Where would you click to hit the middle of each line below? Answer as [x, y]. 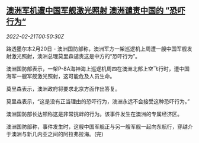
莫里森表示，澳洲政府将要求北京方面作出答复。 [63, 88]
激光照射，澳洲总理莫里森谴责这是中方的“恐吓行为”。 [76, 56]
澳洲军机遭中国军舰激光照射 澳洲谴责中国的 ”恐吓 [96, 11]
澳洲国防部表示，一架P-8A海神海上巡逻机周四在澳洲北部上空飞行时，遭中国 [98, 69]
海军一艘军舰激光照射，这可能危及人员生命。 [61, 76]
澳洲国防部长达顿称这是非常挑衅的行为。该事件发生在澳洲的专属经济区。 [94, 114]
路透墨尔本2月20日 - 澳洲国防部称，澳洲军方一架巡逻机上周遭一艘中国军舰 [97, 49]
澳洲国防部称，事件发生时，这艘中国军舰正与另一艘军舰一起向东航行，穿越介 [99, 126]
